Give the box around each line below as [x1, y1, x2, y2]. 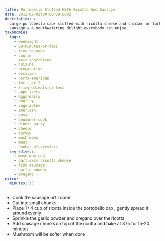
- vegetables [14, 103, 41, 108]
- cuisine [14, 62, 34, 67]
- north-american [14, 76, 50, 81]
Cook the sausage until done [12, 194, 71, 200]
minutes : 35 [9, 181, 34, 186]
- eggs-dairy [14, 94, 41, 99]
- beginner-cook [14, 117, 48, 122]
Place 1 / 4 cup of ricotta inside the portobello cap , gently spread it [12, 205, 149, 211]
